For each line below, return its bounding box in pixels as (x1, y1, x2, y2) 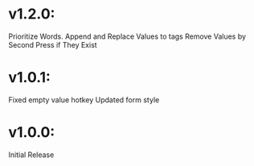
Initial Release (8, 150, 55, 160)
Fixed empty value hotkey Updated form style (8, 94, 160, 105)
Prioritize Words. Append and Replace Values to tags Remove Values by (8, 31, 247, 41)
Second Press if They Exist (8, 39, 98, 49)
